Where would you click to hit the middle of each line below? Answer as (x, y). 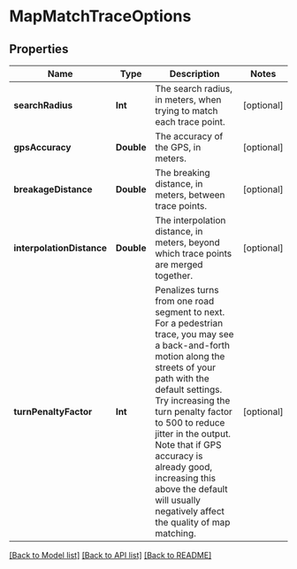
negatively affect (190, 511)
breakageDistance (53, 189)
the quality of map (192, 522)
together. (174, 276)
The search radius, (193, 88)
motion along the (190, 356)
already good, (183, 467)
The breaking (182, 173)
